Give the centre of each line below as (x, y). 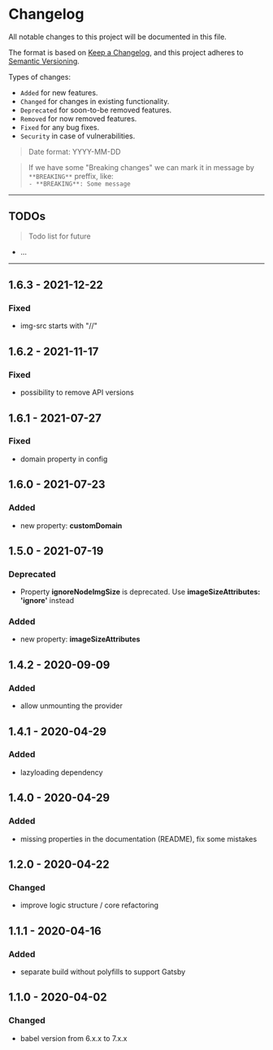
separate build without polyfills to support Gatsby (103, 971)
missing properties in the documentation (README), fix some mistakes (139, 838)
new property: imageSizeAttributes (80, 639)
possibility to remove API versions (77, 392)
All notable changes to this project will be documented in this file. (118, 37)
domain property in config (64, 459)
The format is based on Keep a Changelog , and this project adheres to (126, 52)
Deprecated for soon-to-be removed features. (96, 110)
